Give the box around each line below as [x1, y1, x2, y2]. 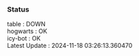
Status [7, 5, 29, 14]
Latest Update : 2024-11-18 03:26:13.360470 [7, 42, 133, 50]
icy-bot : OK [7, 34, 41, 43]
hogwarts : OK [7, 27, 48, 35]
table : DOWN [7, 20, 46, 28]
